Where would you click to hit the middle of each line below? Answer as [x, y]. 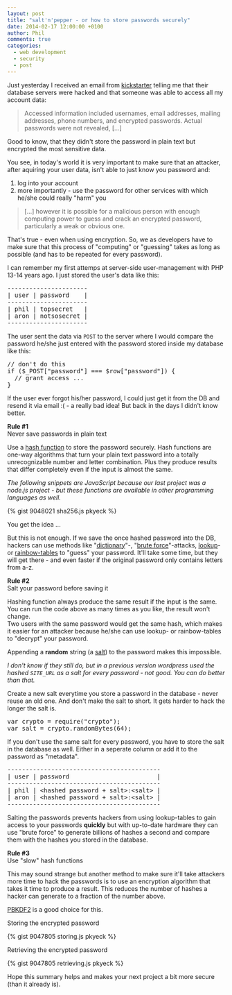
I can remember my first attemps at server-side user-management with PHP [115, 267]
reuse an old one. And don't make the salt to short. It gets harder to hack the [116, 701]
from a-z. [20, 567]
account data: [27, 100]
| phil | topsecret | [47, 309]
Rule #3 [18, 853]
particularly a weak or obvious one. [74, 226]
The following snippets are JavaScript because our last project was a [107, 482]
